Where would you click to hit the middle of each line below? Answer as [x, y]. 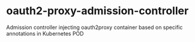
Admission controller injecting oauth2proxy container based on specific [94, 27]
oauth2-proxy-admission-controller [97, 11]
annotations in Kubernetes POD [45, 33]
